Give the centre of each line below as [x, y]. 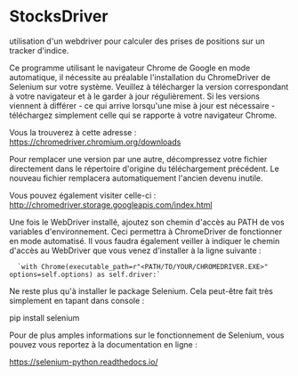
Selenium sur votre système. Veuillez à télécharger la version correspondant [149, 86]
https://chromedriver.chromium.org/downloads [95, 142]
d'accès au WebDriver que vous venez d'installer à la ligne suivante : [135, 250]
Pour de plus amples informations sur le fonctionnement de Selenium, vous [147, 335]
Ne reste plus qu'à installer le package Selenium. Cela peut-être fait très [141, 290]
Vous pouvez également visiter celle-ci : [83, 195]
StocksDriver [59, 16]
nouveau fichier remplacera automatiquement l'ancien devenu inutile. [137, 178]
